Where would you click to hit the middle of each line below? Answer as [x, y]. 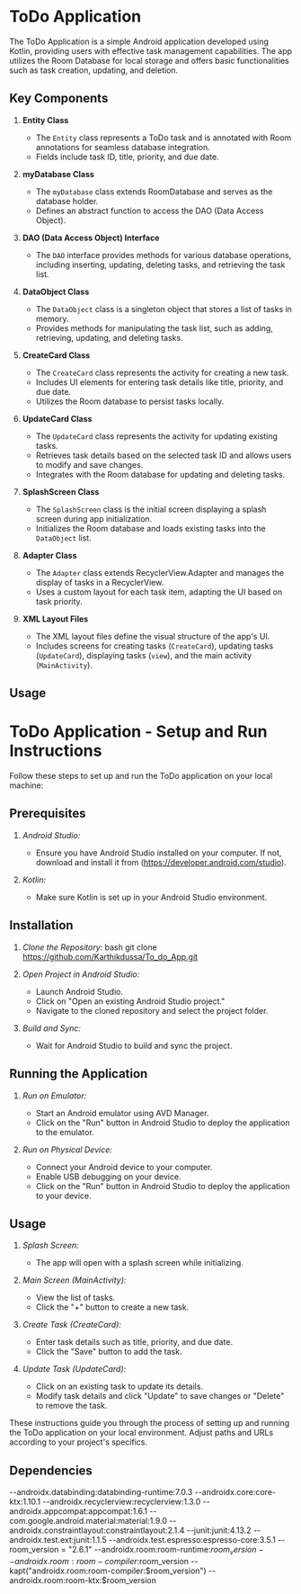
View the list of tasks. [75, 1298]
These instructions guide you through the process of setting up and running [150, 1423]
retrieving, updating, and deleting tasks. [109, 337]
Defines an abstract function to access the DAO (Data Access [150, 210]
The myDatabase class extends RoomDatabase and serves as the [154, 192]
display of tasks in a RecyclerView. [100, 582]
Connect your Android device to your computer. [124, 1167]
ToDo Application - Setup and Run [138, 732]
